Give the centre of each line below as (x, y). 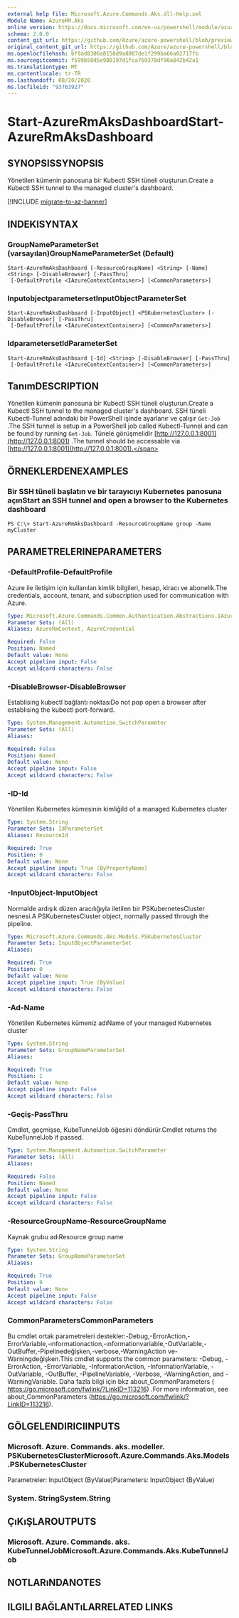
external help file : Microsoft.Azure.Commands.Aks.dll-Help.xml (105, 14)
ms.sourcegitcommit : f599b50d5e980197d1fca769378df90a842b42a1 (103, 61)
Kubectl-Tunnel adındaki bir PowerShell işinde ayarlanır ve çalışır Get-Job (114, 419)
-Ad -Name (26, 1007)
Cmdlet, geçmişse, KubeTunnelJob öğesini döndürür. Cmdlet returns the (112, 1130)
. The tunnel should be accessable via (126, 441)
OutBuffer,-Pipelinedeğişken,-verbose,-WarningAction (87, 1351)
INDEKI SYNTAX (43, 224)
